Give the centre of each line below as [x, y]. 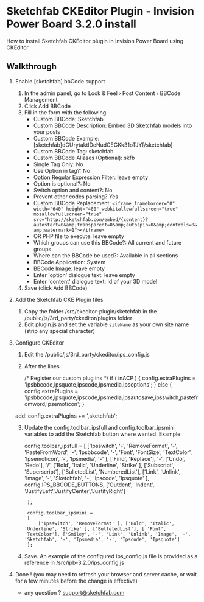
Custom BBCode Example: [66, 138]
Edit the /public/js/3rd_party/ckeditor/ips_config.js [87, 354]
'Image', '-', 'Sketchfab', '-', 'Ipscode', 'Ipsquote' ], [86, 478]
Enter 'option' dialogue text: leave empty [84, 275]
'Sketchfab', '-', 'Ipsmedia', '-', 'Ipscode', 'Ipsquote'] [102, 539]
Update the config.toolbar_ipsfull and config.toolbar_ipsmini [99, 427]
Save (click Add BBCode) [56, 288]
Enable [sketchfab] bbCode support [60, 81]
